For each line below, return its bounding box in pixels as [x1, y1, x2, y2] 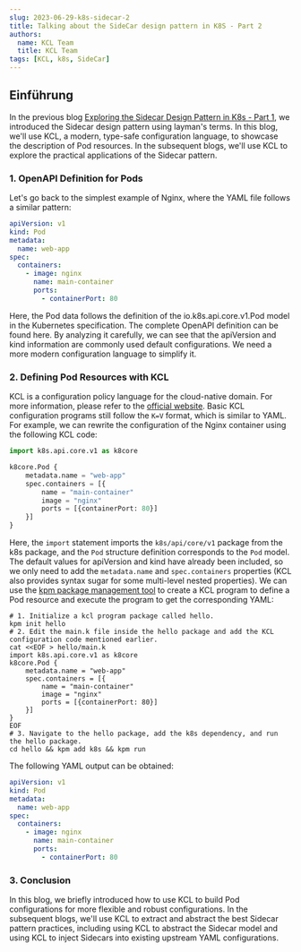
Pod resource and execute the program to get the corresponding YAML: [9, 595, 275, 605]
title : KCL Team [17, 47, 78, 56]
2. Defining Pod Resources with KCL [9, 371, 169, 383]
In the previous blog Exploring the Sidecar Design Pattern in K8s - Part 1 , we [9, 111, 290, 122]
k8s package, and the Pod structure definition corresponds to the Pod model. [9, 547, 290, 558]
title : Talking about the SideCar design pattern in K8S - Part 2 [9, 21, 262, 30]
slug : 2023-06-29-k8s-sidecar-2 [9, 13, 130, 22]
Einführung [9, 88, 73, 103]
